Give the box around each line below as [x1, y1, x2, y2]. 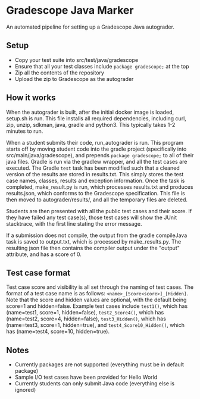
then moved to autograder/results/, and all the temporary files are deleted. [6, 196, 188, 203]
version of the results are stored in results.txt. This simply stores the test [6, 170, 184, 177]
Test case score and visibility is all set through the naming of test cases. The [6, 283, 194, 291]
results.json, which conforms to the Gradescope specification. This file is [6, 189, 186, 197]
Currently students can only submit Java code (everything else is [14, 380, 175, 387]
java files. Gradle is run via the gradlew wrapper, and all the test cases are [6, 158, 187, 165]
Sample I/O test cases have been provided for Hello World [14, 373, 158, 381]
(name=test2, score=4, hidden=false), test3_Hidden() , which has [6, 315, 167, 322]
